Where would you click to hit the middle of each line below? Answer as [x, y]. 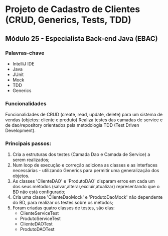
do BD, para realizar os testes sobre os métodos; [63, 203]
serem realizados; [31, 160]
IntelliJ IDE [23, 63]
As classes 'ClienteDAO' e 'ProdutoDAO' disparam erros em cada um [84, 181]
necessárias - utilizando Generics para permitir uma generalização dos [86, 171]
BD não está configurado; [39, 192]
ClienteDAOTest [36, 224]
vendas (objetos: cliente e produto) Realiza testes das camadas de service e [84, 120]
